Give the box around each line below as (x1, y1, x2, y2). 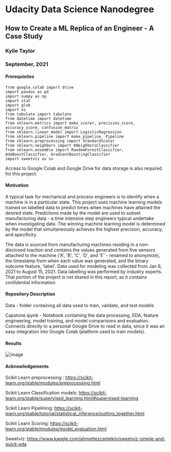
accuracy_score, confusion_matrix (5, 125, 79, 130)
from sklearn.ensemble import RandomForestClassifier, (5, 147, 124, 153)
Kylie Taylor (5, 47, 36, 54)
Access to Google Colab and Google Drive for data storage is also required (5, 165, 162, 171)
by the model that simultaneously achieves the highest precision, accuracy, (5, 226, 163, 232)
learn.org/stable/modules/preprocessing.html (5, 380, 101, 386)
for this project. (5, 170, 38, 177)
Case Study (5, 32, 43, 40)
